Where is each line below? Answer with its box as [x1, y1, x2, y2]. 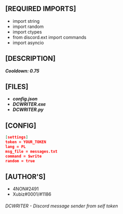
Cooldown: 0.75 [5, 67, 39, 74]
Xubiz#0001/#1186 [12, 191, 52, 197]
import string [12, 18, 40, 24]
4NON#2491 [12, 186, 39, 192]
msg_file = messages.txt [5, 149, 58, 154]
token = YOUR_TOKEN [5, 139, 47, 145]
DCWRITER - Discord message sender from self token [5, 203, 118, 209]
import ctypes [12, 28, 42, 35]
